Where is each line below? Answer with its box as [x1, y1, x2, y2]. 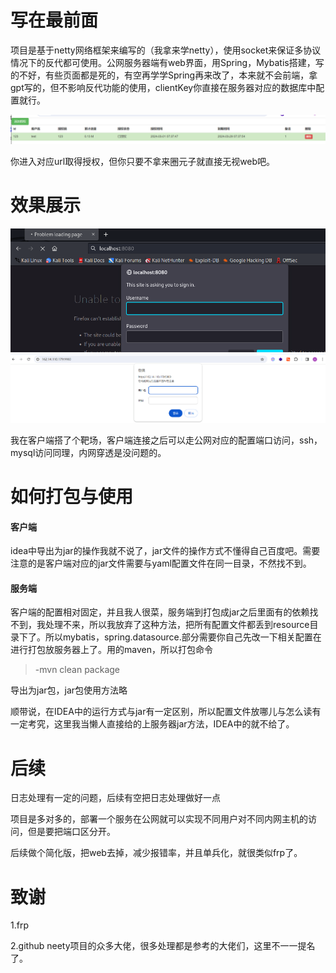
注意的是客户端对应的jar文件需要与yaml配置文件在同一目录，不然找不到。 [10, 557, 312, 570]
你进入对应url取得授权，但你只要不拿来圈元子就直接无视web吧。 [10, 156, 276, 168]
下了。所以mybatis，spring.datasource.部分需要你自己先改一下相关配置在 [18, 631, 322, 643]
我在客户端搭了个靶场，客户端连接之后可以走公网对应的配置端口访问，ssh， [10, 434, 323, 446]
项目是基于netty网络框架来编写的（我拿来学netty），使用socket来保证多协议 [10, 44, 322, 56]
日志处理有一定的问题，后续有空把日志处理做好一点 [10, 792, 221, 804]
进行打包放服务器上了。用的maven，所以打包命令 [10, 644, 213, 656]
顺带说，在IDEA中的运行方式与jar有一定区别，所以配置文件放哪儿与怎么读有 [10, 706, 322, 718]
